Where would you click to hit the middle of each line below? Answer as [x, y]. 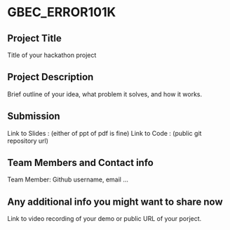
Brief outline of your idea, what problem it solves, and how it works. [105, 94]
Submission [34, 116]
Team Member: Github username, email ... [68, 179]
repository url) [28, 141]
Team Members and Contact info [81, 163]
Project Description [50, 77]
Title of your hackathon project [52, 55]
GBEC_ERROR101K [62, 12]
